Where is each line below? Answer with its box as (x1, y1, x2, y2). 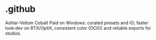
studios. (5, 30, 22, 36)
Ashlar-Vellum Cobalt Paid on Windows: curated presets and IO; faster (5, 20, 149, 26)
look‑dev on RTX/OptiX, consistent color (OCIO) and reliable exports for (5, 25, 152, 31)
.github (5, 3, 36, 15)
